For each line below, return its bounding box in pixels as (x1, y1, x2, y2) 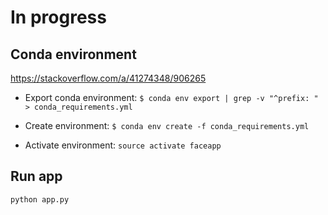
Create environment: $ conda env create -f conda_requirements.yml (24, 120, 310, 131)
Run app (10, 168, 63, 185)
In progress (10, 6, 107, 29)
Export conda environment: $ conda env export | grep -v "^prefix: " (24, 92, 319, 103)
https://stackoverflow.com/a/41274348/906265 (10, 72, 207, 84)
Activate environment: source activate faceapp (24, 139, 222, 151)
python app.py (10, 194, 70, 205)
